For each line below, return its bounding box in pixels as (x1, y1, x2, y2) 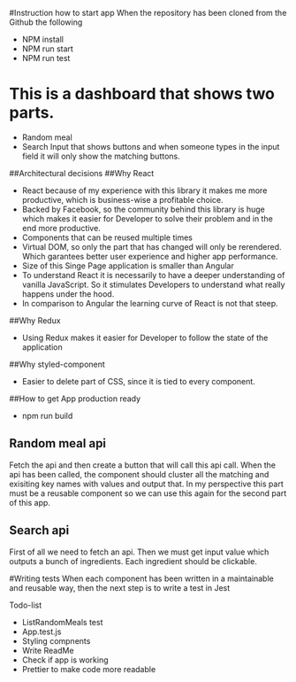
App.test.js (21, 626, 62, 637)
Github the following (9, 17, 83, 27)
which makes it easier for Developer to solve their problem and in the (21, 213, 274, 224)
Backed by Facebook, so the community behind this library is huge (21, 204, 265, 214)
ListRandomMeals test (21, 616, 103, 627)
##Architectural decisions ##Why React (9, 167, 155, 178)
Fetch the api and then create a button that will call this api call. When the (9, 460, 277, 470)
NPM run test (21, 53, 71, 63)
